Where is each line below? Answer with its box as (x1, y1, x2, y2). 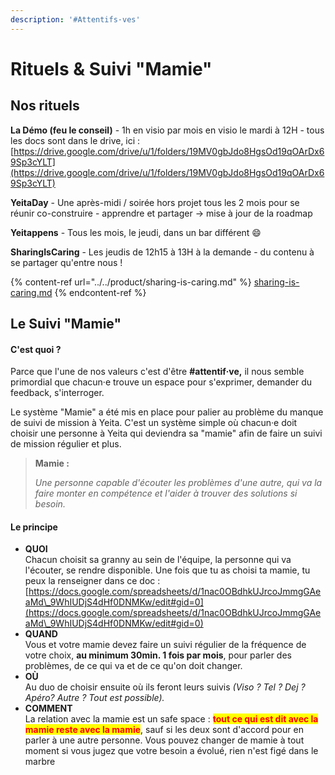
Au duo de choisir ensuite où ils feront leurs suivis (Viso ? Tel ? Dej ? (24, 681, 306, 693)
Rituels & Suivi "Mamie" (10, 57, 213, 80)
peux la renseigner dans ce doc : (24, 575, 161, 587)
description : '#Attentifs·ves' (10, 14, 141, 25)
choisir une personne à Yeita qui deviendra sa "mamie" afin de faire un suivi (10, 427, 323, 440)
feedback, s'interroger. (10, 387, 105, 399)
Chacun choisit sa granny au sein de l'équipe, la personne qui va (24, 554, 292, 566)
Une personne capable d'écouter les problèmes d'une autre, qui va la (34, 477, 323, 489)
